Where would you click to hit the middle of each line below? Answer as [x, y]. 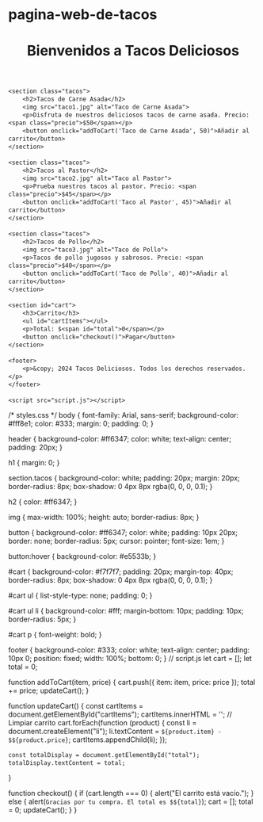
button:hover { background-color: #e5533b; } [82, 556]
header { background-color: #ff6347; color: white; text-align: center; [120, 439]
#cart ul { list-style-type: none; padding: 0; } [80, 595]
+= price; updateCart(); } [49, 690]
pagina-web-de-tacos [83, 15]
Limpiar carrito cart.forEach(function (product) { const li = [103, 723]
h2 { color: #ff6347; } [43, 502]
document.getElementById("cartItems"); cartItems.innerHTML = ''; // [120, 714]
